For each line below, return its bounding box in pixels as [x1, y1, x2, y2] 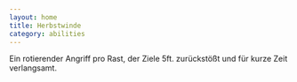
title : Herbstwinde [9, 21, 82, 30]
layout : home [9, 12, 58, 22]
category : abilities [9, 29, 86, 38]
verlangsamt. [9, 63, 58, 73]
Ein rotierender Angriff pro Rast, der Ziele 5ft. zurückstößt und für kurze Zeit [9, 54, 288, 64]
